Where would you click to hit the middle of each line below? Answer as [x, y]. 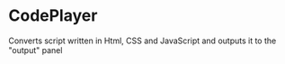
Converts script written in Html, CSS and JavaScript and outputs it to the [142, 41]
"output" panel [36, 50]
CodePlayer [53, 16]
